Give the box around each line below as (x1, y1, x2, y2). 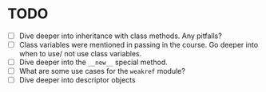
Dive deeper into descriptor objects (18, 75, 137, 85)
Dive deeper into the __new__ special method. (18, 57, 169, 67)
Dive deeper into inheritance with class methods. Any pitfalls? (18, 31, 223, 40)
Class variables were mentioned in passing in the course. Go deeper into (18, 40, 259, 49)
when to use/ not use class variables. (18, 49, 142, 59)
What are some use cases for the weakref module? (18, 67, 185, 76)
